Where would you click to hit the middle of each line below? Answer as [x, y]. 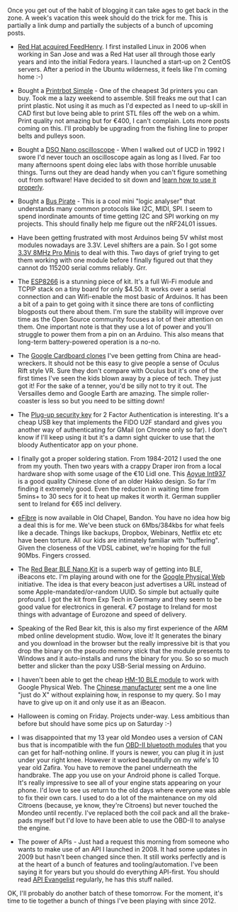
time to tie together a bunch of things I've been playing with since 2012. [112, 901]
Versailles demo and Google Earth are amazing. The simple [104, 393]
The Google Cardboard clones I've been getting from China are [109, 355]
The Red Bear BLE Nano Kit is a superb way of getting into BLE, [110, 569]
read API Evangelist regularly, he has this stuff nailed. [95, 879]
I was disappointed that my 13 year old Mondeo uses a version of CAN [120, 737]
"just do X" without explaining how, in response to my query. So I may [119, 695]
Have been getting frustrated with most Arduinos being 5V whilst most [120, 238]
